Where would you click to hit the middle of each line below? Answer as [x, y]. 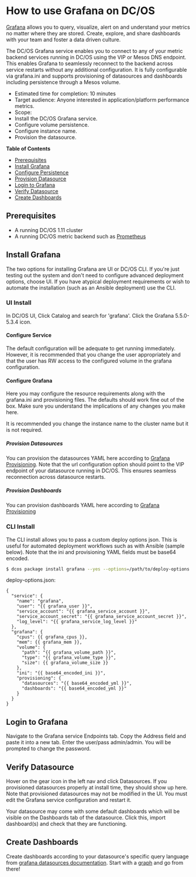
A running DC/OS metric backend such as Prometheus [80, 236]
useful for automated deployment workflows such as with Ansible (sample [95, 546]
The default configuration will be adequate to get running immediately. [91, 348]
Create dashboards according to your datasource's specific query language [97, 856]
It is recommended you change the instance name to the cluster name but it [97, 424]
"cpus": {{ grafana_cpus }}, [52, 637]
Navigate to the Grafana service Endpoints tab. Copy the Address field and [96, 736]
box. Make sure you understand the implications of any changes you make [96, 406]
